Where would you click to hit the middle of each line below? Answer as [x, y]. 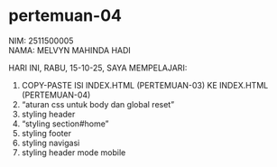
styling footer [46, 133]
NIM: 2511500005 [41, 41]
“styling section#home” [65, 124]
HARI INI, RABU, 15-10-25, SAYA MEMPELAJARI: [98, 68]
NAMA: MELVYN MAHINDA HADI [70, 50]
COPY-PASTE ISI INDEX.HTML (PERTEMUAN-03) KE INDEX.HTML [145, 85]
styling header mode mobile [74, 152]
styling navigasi [51, 143]
